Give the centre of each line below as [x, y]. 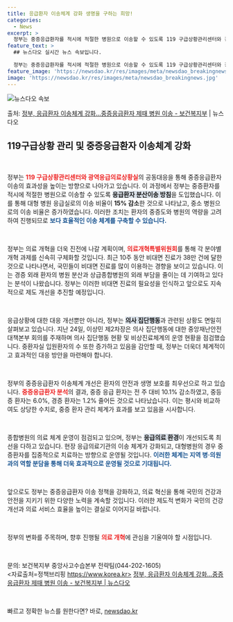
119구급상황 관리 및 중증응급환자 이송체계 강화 [99, 145]
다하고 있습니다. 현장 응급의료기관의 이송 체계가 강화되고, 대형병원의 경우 [118, 446]
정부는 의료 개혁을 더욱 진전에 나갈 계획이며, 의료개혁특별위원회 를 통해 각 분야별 [114, 249]
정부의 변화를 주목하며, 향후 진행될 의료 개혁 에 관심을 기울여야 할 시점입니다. [110, 537]
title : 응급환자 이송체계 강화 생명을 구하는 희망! [70, 14]
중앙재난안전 [205, 329]
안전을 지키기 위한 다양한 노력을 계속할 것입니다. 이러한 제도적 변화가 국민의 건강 [115, 501]
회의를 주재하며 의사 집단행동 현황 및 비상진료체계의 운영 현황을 [116, 338]
